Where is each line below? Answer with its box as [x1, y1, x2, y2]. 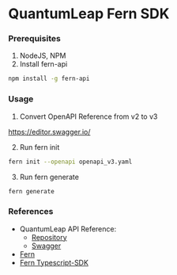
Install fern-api [19, 59, 68, 69]
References [8, 206, 54, 217]
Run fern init [19, 142, 60, 151]
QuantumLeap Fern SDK [8, 5, 170, 23]
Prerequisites [8, 33, 61, 44]
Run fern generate [19, 172, 79, 181]
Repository [31, 232, 67, 242]
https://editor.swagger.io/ [8, 127, 91, 136]
